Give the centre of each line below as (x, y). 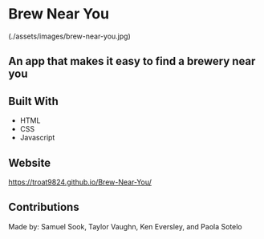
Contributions (44, 207)
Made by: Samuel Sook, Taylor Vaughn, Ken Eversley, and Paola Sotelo (125, 226)
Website (29, 162)
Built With (33, 101)
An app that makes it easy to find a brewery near (132, 61)
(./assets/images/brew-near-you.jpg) (69, 36)
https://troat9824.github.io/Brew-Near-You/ (80, 182)
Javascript (37, 138)
